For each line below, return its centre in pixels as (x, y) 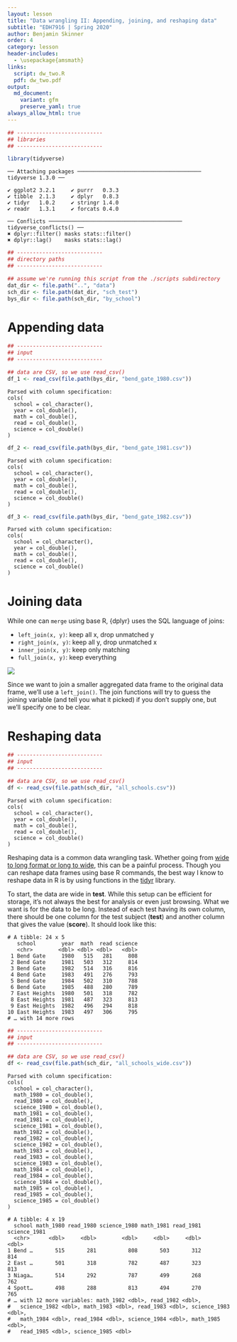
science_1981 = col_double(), (58, 1126)
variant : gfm (39, 100)
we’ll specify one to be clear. (49, 707)
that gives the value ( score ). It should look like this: (82, 924)
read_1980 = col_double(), (54, 1101)
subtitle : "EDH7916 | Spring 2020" (60, 27)
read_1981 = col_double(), (54, 1120)
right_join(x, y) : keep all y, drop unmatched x (87, 642)
